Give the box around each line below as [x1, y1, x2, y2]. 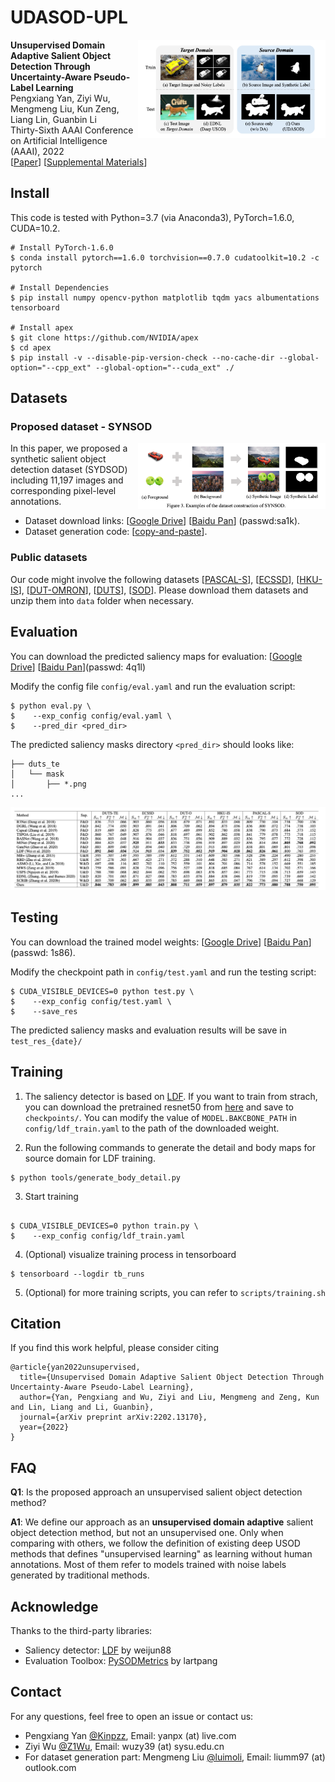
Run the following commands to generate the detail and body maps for [24, 1141, 317, 1153]
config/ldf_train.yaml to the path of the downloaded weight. [24, 1122, 280, 1134]
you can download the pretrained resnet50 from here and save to [24, 1101, 295, 1113]
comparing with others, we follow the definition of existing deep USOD [10, 1537, 301, 1550]
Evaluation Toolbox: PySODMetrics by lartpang [24, 1655, 218, 1666]
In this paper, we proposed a [10, 442, 128, 455]
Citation [10, 1315, 62, 1332]
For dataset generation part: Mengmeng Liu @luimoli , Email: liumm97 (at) [24, 1751, 326, 1763]
